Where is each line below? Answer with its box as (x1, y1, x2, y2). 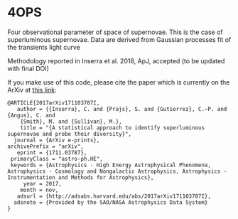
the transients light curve (7, 43, 80, 51)
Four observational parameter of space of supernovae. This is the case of (7, 28, 223, 36)
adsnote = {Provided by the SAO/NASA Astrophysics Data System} (13, 198, 208, 206)
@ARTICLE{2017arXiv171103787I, (7, 99, 100, 107)
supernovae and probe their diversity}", (7, 130, 132, 137)
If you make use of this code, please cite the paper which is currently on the (7, 78, 230, 86)
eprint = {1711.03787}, (16, 149, 87, 156)
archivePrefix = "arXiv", (7, 143, 84, 150)
